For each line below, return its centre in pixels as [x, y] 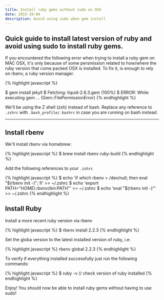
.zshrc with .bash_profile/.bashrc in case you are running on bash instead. [82, 113]
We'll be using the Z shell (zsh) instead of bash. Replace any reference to [79, 107]
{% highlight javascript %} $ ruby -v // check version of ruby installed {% [79, 273]
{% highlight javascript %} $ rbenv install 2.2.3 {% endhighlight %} [72, 230]
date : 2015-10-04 [23, 14]
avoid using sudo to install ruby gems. [64, 46]
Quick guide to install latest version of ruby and [79, 38]
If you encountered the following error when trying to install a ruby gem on [80, 58]
